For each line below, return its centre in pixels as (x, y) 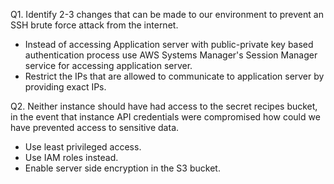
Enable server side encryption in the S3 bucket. (122, 168)
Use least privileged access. (83, 147)
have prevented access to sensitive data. (95, 127)
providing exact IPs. (65, 87)
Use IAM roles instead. (71, 157)
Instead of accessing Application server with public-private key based (169, 44)
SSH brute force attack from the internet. (94, 25)
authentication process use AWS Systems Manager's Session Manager (171, 55)
